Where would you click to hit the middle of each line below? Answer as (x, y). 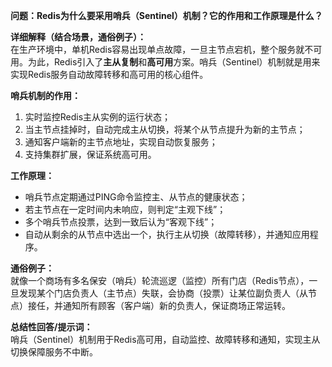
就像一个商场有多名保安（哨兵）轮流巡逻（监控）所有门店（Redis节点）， (160, 280)
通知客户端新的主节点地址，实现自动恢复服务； (121, 142)
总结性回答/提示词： (51, 327)
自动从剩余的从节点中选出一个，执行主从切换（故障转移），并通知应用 (167, 234)
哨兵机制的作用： (45, 95)
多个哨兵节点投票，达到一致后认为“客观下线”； (121, 222)
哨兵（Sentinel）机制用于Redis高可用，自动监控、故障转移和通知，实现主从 (165, 339)
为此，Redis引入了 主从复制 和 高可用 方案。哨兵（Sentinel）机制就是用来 (174, 62)
